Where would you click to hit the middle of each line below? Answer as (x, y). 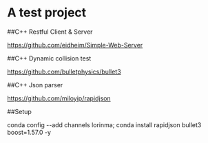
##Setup (20, 111)
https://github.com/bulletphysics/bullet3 (64, 71)
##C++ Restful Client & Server (50, 32)
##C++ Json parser (35, 85)
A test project (47, 13)
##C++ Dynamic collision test (49, 58)
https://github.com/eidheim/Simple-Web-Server (75, 45)
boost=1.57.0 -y (29, 132)
